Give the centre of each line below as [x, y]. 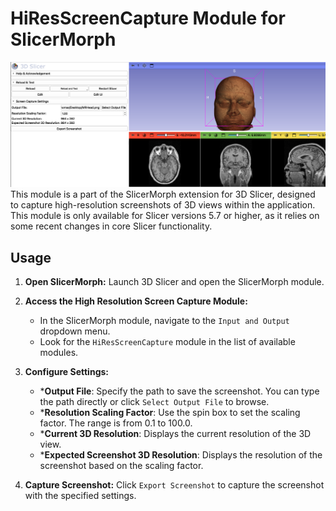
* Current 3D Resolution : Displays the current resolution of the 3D [175, 434]
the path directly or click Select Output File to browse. [154, 402]
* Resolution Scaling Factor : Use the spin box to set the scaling [170, 413]
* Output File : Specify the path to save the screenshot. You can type [179, 391]
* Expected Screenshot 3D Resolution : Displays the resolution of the [181, 455]
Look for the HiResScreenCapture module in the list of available [167, 342]
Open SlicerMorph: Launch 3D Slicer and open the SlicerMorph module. [174, 282]
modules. [59, 353]
